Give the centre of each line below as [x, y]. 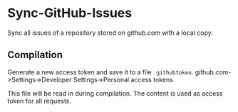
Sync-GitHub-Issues [70, 13]
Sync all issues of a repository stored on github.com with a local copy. [110, 33]
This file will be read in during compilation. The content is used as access [115, 93]
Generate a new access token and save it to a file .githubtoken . [100, 72]
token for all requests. [40, 101]
